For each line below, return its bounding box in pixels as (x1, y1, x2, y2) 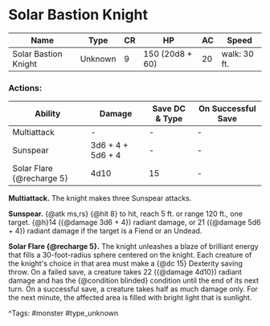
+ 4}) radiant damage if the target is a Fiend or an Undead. (8, 226, 202, 236)
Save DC (152, 103, 186, 114)
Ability (35, 108, 61, 120)
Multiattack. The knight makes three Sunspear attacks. (8, 194, 192, 203)
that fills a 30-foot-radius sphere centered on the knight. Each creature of (8, 251, 252, 260)
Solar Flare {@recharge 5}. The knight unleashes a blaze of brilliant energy (8, 242, 259, 251)
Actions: (8, 82, 43, 93)
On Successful (198, 103, 256, 114)
